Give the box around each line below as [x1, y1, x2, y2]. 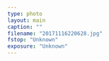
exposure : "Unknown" [7, 43, 69, 50]
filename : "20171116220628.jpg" [7, 29, 103, 37]
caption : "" [7, 23, 42, 30]
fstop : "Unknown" [7, 36, 59, 43]
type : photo [7, 10, 42, 18]
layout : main [7, 17, 46, 24]
